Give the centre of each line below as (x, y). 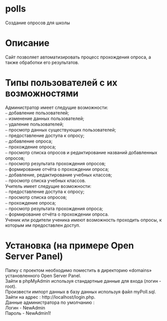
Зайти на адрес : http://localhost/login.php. (50, 297)
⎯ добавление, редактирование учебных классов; (59, 175)
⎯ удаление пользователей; (35, 124)
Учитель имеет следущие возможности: (48, 186)
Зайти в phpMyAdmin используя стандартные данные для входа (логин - (83, 281)
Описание (27, 43)
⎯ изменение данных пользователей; (45, 118)
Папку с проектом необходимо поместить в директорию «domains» (78, 270)
